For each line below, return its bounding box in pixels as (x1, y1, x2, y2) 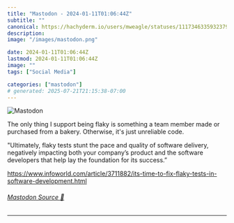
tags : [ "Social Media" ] (7, 68, 77, 75)
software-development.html (7, 177, 87, 185)
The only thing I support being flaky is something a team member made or (7, 120, 220, 129)
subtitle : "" (7, 17, 45, 24)
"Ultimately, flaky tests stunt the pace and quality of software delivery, (7, 141, 209, 150)
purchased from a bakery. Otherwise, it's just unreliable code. (7, 127, 185, 136)
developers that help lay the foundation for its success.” (7, 156, 167, 164)
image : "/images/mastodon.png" (7, 36, 98, 43)
